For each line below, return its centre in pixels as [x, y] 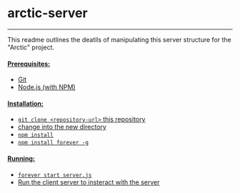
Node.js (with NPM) [47, 87]
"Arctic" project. [31, 47]
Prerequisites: [29, 64]
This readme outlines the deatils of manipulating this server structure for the [119, 39]
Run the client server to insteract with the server [89, 182]
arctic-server [47, 13]
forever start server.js [55, 175]
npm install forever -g [53, 143]
